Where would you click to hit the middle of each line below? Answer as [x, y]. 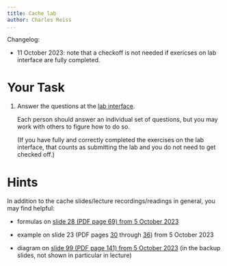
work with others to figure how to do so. [73, 127]
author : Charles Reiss [39, 20]
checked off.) [36, 155]
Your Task [36, 87]
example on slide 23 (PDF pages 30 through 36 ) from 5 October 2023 [115, 235]
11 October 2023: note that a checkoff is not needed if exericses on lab [117, 53]
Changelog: [23, 39]
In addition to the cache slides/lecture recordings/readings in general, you [111, 201]
